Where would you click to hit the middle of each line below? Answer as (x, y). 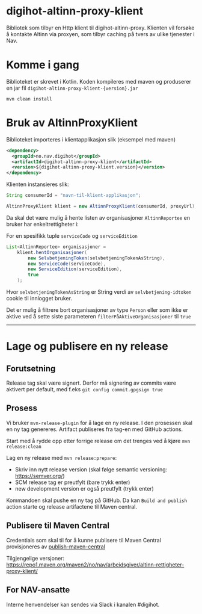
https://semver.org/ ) (40, 476)
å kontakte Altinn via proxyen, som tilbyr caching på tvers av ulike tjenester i (100, 34)
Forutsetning (31, 368)
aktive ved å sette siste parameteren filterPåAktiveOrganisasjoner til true (99, 317)
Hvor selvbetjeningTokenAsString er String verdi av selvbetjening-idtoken (99, 292)
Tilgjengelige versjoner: (35, 558)
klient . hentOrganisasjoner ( (52, 252)
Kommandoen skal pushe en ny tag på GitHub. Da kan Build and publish (97, 500)
